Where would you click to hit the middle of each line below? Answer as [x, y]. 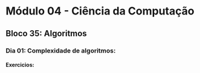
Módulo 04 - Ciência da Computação [100, 11]
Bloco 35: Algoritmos [46, 33]
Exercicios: [20, 65]
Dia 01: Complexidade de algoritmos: [61, 51]
